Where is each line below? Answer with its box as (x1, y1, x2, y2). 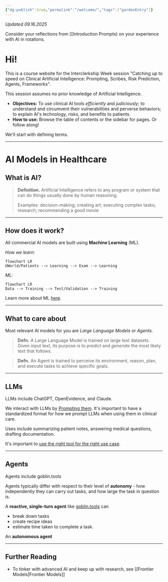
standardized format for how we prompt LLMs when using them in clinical (5, 411, 157, 417)
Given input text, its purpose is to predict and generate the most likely (17, 343, 161, 349)
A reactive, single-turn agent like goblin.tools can (5, 503, 109, 509)
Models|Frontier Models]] (12, 571, 65, 577)
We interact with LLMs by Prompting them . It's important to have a (5, 406, 141, 411)
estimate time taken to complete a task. (12, 523, 94, 529)
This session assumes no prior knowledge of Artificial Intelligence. (5, 91, 142, 97)
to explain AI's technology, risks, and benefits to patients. (12, 111, 131, 117)
